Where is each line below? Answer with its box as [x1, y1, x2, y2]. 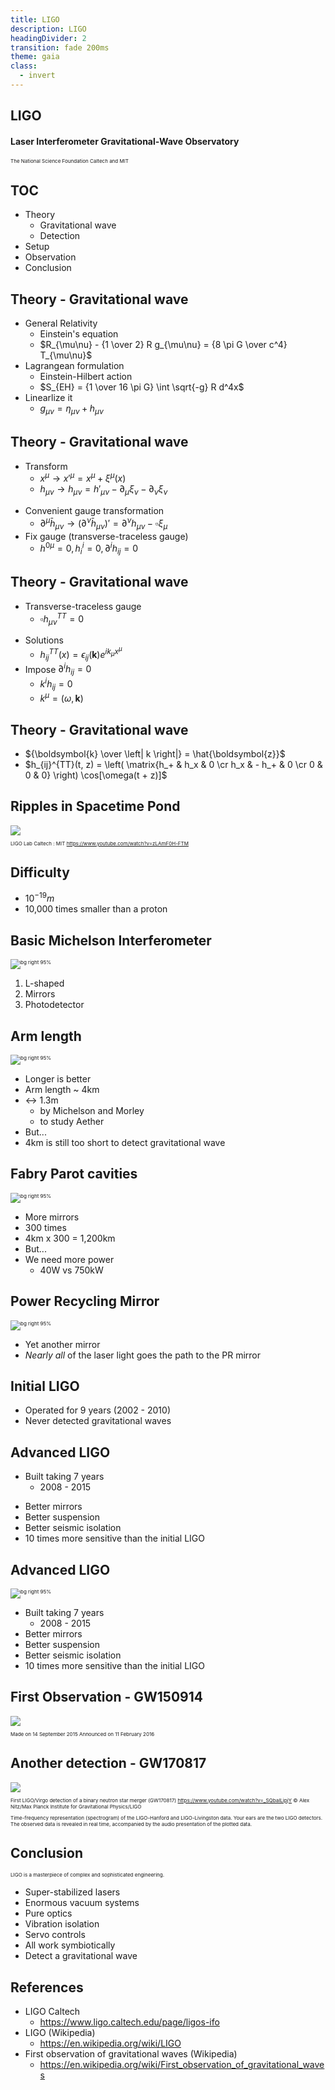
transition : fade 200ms [10, 42, 110, 53]
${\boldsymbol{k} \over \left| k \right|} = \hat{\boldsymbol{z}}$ [24, 748, 286, 760]
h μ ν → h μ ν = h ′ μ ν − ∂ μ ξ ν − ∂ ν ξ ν [39, 483, 168, 498]
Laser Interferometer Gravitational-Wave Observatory [10, 135, 240, 147]
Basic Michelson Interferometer [10, 932, 212, 949]
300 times [24, 1221, 67, 1233]
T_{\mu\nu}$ [39, 349, 93, 361]
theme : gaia [10, 52, 60, 62]
